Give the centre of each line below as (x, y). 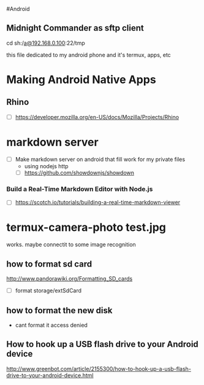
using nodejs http (46, 166)
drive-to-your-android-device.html (50, 375)
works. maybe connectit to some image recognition (71, 244)
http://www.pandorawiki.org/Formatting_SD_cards (70, 279)
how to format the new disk (59, 310)
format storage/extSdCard (48, 290)
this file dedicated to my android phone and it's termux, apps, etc (89, 55)
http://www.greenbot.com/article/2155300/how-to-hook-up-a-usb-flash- (99, 368)
